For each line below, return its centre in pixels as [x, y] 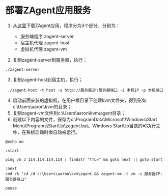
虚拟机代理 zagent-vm [44, 49]
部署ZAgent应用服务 [48, 10]
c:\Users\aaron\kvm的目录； [42, 106]
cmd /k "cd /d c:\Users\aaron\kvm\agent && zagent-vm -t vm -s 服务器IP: [84, 174]
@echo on [15, 142]
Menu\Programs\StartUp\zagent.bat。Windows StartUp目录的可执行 [84, 126]
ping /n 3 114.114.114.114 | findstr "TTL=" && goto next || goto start [84, 159]
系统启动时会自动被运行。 [53, 132]
